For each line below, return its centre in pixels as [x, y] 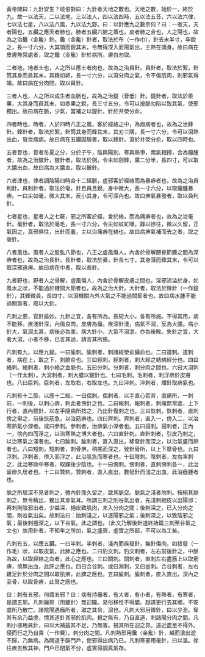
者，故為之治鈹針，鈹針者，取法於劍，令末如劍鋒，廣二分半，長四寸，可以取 [103, 160]
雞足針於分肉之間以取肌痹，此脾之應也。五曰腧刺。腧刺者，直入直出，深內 [100, 574]
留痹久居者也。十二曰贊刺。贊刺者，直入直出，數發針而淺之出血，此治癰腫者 [103, 472]
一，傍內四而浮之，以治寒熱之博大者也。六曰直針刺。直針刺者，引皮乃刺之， [103, 434]
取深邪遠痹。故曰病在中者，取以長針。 [54, 267]
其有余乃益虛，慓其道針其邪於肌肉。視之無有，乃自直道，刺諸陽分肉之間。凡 [103, 617]
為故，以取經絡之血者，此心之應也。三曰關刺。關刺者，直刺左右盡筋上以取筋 [103, 559]
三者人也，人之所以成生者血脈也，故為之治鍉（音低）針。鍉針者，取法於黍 [100, 96]
